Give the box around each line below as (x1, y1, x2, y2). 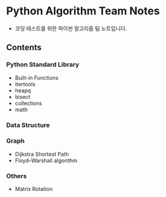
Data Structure (6, 121, 50, 129)
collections (14, 99, 43, 107)
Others (6, 172, 27, 180)
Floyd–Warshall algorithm (14, 157, 78, 164)
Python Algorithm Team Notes (6, 4, 160, 18)
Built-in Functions (14, 74, 59, 81)
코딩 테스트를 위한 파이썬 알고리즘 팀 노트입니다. (14, 25, 127, 32)
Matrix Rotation (14, 186, 53, 193)
